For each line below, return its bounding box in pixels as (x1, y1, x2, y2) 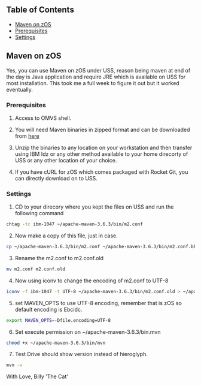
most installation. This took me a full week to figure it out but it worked (6, 79, 179, 86)
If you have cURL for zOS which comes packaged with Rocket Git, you (14, 168, 188, 176)
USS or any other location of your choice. (14, 156, 117, 164)
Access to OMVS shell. (14, 114, 72, 122)
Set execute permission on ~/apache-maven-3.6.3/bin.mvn (14, 328, 161, 335)
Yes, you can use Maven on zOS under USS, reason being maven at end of (6, 67, 191, 74)
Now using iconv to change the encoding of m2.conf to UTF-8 (14, 277, 169, 284)
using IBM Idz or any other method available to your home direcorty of (14, 150, 188, 158)
